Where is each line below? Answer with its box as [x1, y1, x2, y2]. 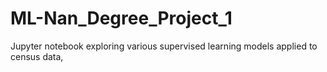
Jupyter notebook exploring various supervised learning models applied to [10, 40, 318, 52]
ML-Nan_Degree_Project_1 [10, 7, 233, 30]
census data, [10, 50, 64, 62]
